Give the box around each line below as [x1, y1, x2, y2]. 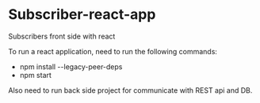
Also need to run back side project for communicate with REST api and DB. [8, 85, 253, 95]
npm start [19, 70, 52, 79]
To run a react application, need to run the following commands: [8, 46, 218, 56]
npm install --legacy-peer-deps [19, 61, 123, 72]
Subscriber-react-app [8, 6, 156, 24]
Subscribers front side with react [8, 31, 116, 41]
